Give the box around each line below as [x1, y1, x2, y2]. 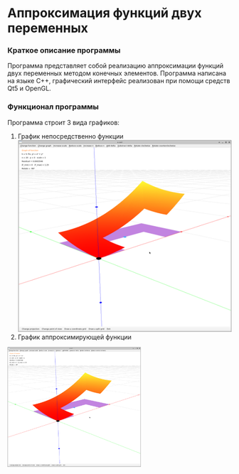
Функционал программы [7, 102, 100, 112]
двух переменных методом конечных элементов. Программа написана [7, 69, 226, 77]
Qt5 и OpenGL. [7, 84, 51, 93]
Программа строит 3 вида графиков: [7, 118, 119, 126]
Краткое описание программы [7, 45, 121, 55]
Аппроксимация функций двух [7, 5, 202, 21]
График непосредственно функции [17, 131, 124, 140]
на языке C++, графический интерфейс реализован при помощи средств [7, 77, 230, 85]
